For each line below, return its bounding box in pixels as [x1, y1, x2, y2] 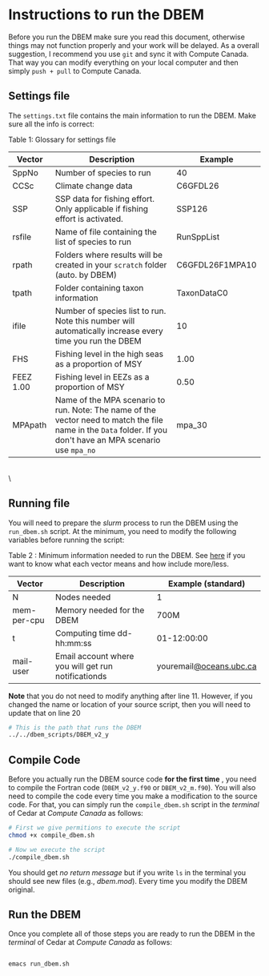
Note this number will [54, 315, 135, 326]
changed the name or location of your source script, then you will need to [8, 699, 251, 709]
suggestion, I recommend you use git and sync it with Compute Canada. [8, 49, 249, 58]
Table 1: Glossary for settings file [8, 135, 116, 144]
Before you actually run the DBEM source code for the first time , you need [8, 774, 257, 784]
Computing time [54, 627, 116, 638]
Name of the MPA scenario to [54, 394, 166, 405]
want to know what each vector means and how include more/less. [8, 559, 230, 568]
